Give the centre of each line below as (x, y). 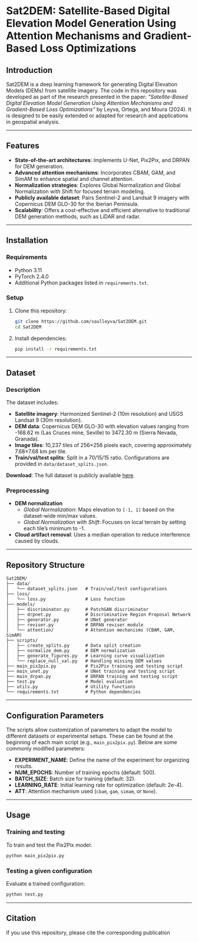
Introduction (29, 70)
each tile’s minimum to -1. (54, 528)
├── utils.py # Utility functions (71, 687)
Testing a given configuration (49, 871)
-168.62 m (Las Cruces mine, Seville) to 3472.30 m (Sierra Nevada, (96, 433)
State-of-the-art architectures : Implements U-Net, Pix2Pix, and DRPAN (102, 160)
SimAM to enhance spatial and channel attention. (74, 179)
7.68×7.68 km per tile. (41, 451)
